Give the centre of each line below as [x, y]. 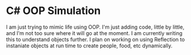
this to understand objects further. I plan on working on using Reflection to [95, 39]
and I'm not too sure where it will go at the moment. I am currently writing [94, 33]
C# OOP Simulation [53, 11]
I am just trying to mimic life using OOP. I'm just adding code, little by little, [95, 27]
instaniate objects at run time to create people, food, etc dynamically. [89, 46]
